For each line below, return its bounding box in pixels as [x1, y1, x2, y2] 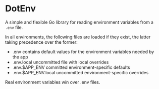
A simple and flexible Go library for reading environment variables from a [5, 19, 154, 25]
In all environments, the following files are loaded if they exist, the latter [5, 34, 151, 40]
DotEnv [5, 3, 36, 14]
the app [12, 54, 28, 59]
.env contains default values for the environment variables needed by [12, 49, 155, 55]
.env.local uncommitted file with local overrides [12, 59, 109, 65]
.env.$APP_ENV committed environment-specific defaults [12, 64, 130, 70]
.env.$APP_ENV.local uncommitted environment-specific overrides [12, 69, 149, 75]
